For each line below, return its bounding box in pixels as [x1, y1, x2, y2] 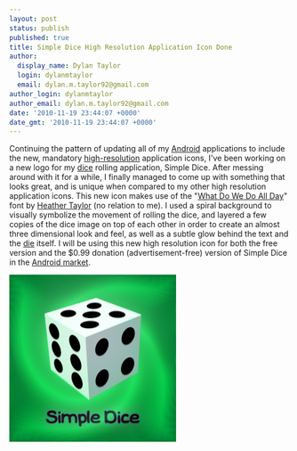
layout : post [9, 14, 58, 23]
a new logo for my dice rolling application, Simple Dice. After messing [9, 162, 264, 173]
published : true [9, 33, 69, 42]
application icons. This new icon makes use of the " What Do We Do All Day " [9, 191, 288, 201]
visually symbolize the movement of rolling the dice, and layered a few [9, 209, 267, 220]
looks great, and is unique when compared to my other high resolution [9, 181, 267, 192]
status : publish [9, 23, 69, 33]
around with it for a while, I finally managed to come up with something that [9, 172, 285, 183]
